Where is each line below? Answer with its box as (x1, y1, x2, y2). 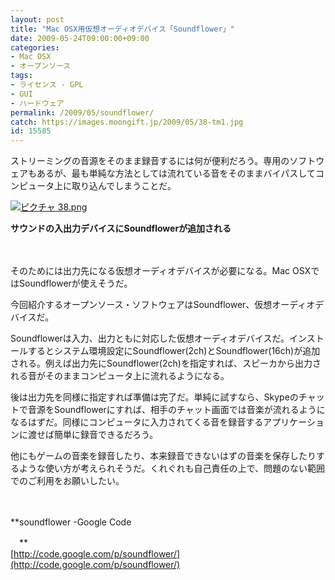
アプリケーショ (263, 416, 325, 428)
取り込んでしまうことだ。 (71, 180, 177, 192)
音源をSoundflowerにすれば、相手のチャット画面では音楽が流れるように (27, 404, 326, 416)
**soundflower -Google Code (10, 516, 132, 528)
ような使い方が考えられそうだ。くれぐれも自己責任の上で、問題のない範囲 (18, 462, 326, 475)
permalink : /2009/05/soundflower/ (10, 107, 155, 118)
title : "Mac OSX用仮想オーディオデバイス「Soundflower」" (10, 24, 235, 34)
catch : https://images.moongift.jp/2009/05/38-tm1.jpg (10, 117, 244, 127)
